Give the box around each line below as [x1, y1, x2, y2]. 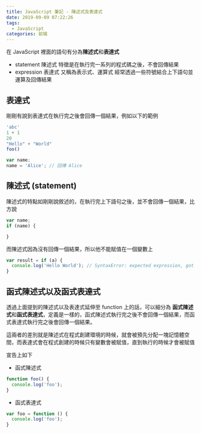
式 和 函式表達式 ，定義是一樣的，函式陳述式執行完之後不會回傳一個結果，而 [6, 311, 190, 318]
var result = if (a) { [6, 257, 63, 264]
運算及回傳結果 [14, 76, 52, 83]
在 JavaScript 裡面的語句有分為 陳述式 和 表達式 [6, 49, 120, 56]
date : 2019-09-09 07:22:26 [6, 14, 74, 20]
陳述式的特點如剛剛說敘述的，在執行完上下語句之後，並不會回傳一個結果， [6, 198, 190, 205]
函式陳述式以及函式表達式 [6, 286, 100, 296]
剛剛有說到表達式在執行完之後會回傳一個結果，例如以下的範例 [6, 112, 159, 119]
